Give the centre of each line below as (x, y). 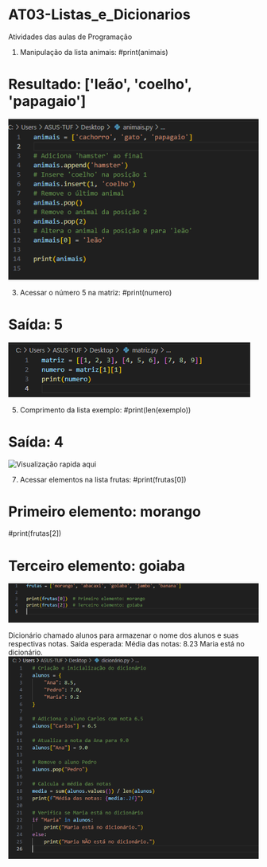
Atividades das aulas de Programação (70, 37)
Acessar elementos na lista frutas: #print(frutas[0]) (103, 479)
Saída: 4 (36, 441)
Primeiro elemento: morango (104, 512)
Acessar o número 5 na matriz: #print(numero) (96, 292)
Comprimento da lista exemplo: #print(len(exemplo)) (105, 410)
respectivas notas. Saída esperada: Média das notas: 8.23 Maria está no (126, 644)
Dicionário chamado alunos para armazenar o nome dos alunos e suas (124, 635)
